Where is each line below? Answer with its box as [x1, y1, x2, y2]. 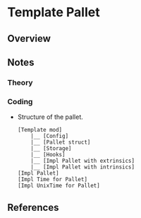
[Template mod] [17, 127, 63, 134]
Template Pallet [7, 4, 100, 21]
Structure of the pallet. [17, 113, 83, 121]
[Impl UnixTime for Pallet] [17, 182, 100, 190]
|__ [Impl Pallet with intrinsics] [30, 163, 135, 171]
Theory [7, 77, 33, 87]
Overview [7, 33, 51, 45]
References [7, 201, 59, 213]
